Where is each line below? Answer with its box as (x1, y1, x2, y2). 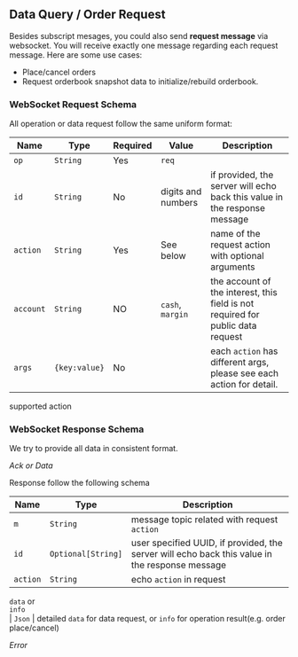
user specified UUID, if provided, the (131, 536, 284, 549)
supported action (9, 401, 73, 411)
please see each (209, 367, 279, 379)
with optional (209, 250, 264, 262)
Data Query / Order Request (9, 7, 166, 22)
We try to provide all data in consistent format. (9, 443, 179, 454)
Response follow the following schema (9, 478, 151, 489)
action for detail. (209, 379, 278, 391)
